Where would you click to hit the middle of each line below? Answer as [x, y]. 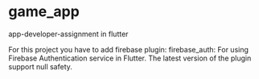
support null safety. [40, 66]
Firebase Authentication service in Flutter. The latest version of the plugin [130, 58]
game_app [44, 12]
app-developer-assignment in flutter [68, 34]
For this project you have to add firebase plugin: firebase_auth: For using [129, 49]
